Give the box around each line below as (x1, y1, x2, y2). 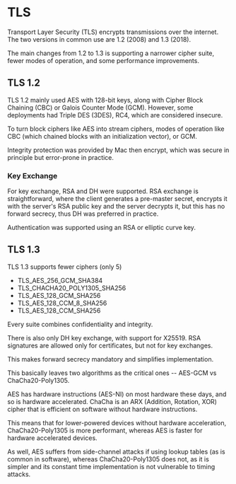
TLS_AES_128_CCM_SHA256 (17, 306, 101, 315)
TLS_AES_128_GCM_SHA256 (17, 291, 101, 299)
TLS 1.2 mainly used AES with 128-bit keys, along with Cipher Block (7, 96, 203, 104)
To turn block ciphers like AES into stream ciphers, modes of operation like (7, 125, 225, 133)
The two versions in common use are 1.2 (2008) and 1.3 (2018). (7, 35, 191, 43)
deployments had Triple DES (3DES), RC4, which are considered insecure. (7, 110, 223, 119)
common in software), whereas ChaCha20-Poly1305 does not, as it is (7, 454, 210, 463)
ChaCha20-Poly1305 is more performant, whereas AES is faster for (7, 426, 203, 434)
